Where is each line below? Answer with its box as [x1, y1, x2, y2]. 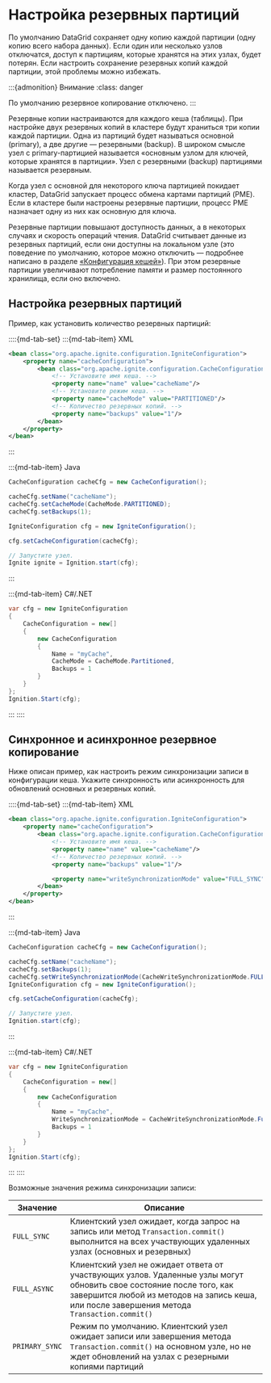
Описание [144, 1202, 186, 1213]
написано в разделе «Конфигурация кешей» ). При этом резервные [8, 256, 241, 266]
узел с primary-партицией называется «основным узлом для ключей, [8, 148, 248, 157]
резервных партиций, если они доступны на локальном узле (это [8, 239, 235, 249]
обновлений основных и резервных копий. [8, 784, 156, 794]
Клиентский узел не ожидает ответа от [69, 1259, 224, 1271]
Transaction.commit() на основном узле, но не [69, 1341, 252, 1352]
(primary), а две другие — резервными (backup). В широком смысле [8, 139, 246, 149]
